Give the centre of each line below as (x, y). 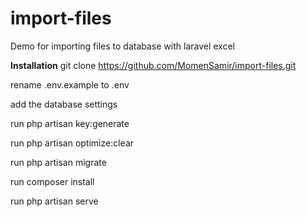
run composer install (52, 181)
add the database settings (64, 104)
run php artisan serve (54, 201)
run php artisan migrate (58, 162)
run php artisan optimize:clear (72, 143)
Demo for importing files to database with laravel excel (122, 46)
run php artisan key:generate (70, 123)
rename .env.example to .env (70, 84)
